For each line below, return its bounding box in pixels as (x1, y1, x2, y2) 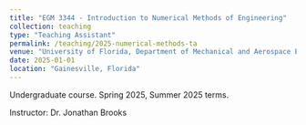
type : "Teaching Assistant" (9, 30, 117, 39)
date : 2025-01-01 (9, 56, 76, 65)
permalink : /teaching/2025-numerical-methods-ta (9, 38, 198, 48)
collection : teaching (9, 22, 92, 31)
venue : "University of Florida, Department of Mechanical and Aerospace (9, 47, 291, 57)
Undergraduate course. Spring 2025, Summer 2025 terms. (9, 89, 229, 100)
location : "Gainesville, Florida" (9, 65, 141, 74)
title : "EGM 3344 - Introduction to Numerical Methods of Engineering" (9, 13, 287, 23)
